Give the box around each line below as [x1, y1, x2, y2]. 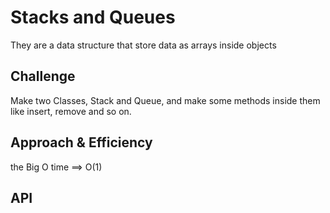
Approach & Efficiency [10, 134, 153, 151]
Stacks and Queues [10, 6, 176, 29]
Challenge [10, 68, 76, 85]
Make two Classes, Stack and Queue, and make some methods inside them [10, 94, 321, 106]
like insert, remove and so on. [10, 105, 132, 117]
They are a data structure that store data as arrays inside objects [10, 39, 277, 51]
